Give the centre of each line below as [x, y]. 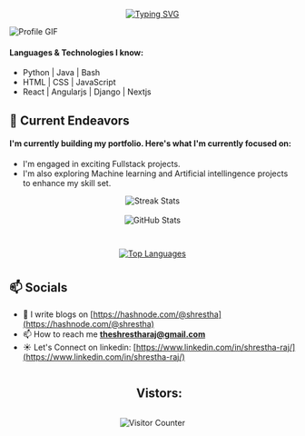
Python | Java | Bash [61, 73]
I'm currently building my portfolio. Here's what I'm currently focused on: [151, 144]
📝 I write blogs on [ [58, 314]
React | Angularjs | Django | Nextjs [87, 92]
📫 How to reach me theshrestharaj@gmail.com [114, 334]
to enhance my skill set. [67, 183]
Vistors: [159, 393]
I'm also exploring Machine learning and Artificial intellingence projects [155, 173]
